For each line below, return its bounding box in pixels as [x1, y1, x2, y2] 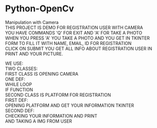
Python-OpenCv [5, 3, 74, 14]
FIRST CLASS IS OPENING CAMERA [5, 71, 78, 77]
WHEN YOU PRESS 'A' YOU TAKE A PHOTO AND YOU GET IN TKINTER [5, 35, 150, 41]
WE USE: [5, 60, 23, 66]
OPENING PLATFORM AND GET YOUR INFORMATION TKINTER [5, 102, 135, 108]
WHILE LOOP [5, 81, 32, 87]
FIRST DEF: [5, 97, 28, 103]
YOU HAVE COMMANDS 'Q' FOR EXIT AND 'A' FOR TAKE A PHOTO [5, 30, 143, 36]
